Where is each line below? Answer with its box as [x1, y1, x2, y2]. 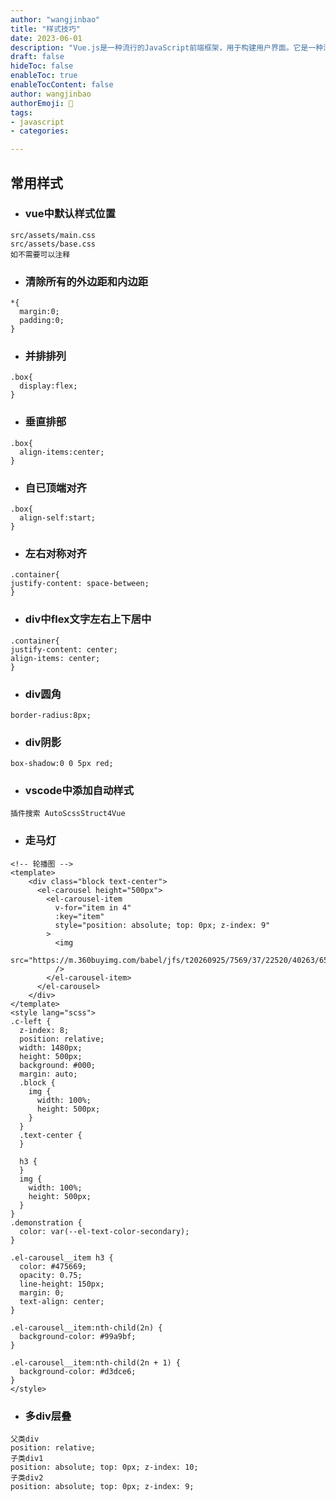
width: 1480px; [19, 1042, 83, 1053]
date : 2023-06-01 [10, 33, 83, 43]
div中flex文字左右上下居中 [24, 612, 152, 626]
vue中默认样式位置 [24, 207, 117, 221]
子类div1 [10, 1454, 44, 1464]
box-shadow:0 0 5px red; [10, 759, 114, 769]
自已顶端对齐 [24, 481, 87, 495]
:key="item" [54, 911, 105, 921]
